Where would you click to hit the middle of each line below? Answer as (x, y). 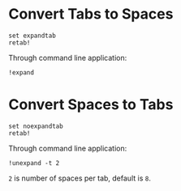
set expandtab (32, 36)
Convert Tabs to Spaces (91, 14)
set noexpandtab (36, 126)
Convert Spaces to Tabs (91, 105)
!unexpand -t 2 (34, 163)
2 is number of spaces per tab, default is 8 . (80, 178)
